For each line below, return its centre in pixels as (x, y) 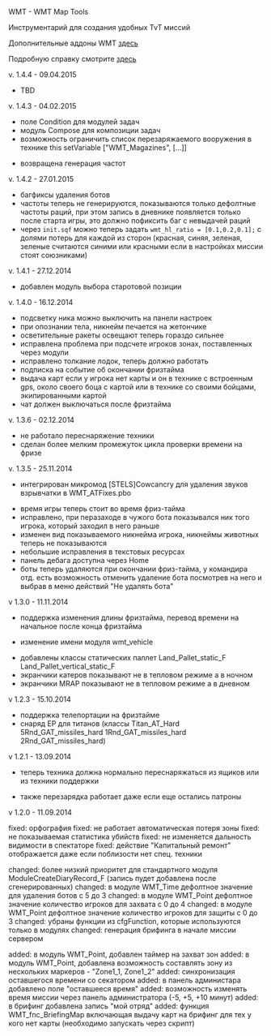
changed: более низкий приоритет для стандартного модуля (113, 870)
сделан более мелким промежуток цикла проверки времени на (131, 444)
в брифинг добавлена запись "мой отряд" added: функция (109, 1006)
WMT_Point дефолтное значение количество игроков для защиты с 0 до (133, 913)
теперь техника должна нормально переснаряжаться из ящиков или (140, 772)
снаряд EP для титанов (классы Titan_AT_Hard (100, 724)
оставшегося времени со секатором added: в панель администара (125, 980)
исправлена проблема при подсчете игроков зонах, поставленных (136, 344)
